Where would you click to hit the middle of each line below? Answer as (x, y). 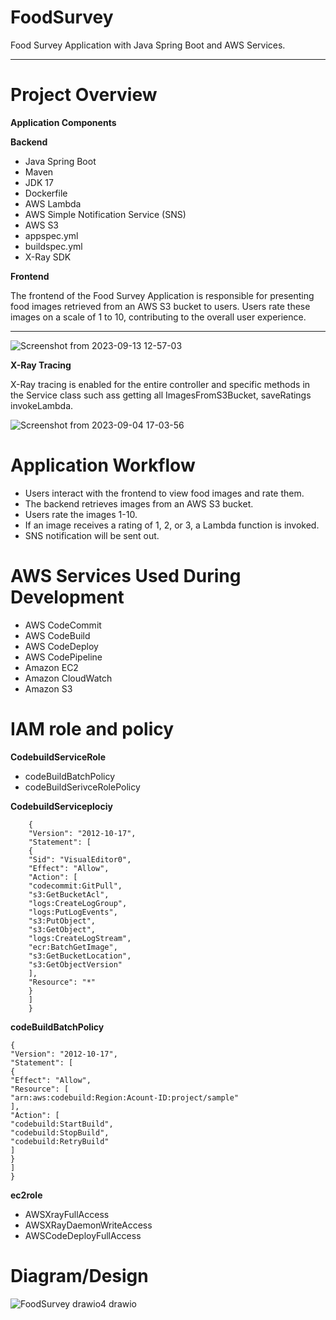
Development (67, 597)
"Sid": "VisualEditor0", (80, 859)
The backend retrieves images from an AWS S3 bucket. (139, 503)
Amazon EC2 (51, 667)
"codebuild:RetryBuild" (60, 1141)
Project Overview (84, 95)
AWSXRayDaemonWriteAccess (88, 1225)
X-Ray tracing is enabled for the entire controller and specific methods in (160, 384)
